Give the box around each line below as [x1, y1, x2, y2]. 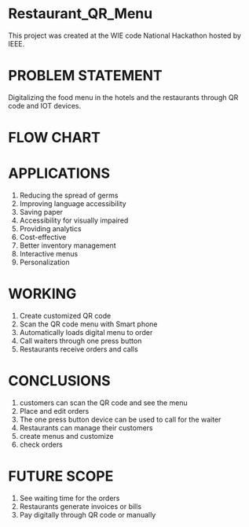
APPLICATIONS [8, 164, 111, 182]
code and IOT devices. [8, 101, 82, 110]
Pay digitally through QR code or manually [19, 510, 156, 519]
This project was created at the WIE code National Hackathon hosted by [8, 31, 242, 40]
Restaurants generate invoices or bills [19, 501, 142, 511]
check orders [19, 440, 63, 449]
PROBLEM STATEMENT [8, 67, 163, 85]
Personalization [19, 257, 71, 267]
